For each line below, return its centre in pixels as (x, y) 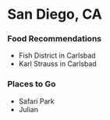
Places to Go (32, 84)
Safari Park (37, 101)
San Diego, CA (55, 14)
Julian (28, 109)
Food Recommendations (55, 39)
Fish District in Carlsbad (57, 55)
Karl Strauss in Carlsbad (57, 64)
